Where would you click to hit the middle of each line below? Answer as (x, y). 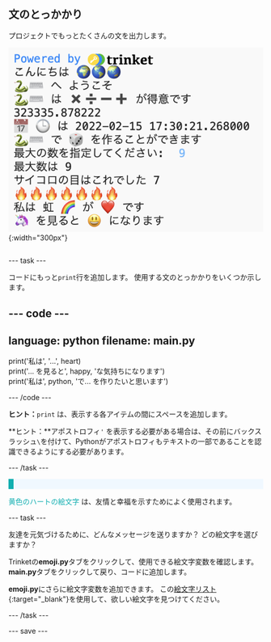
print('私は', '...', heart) (45, 361)
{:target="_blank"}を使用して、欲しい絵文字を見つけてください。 (116, 599)
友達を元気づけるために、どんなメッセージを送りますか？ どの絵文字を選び (133, 534)
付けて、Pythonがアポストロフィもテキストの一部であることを (151, 441)
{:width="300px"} (38, 238)
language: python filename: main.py (102, 341)
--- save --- (28, 631)
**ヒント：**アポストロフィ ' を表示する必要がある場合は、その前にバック (131, 432)
